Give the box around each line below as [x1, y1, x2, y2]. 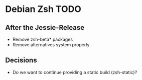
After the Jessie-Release [5, 23, 85, 32]
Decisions [5, 56, 37, 65]
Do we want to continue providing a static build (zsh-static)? [12, 69, 137, 75]
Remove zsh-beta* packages [12, 36, 73, 42]
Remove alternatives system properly [12, 42, 90, 48]
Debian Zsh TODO [5, 3, 81, 15]
